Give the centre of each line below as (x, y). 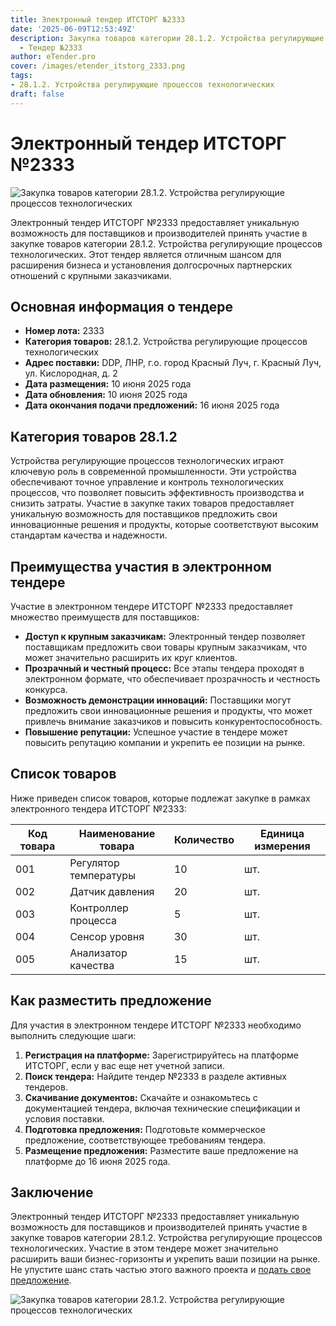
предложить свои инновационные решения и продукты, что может (168, 710)
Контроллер (99, 908)
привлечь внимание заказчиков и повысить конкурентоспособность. (173, 721)
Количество (204, 839)
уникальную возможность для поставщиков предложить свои (144, 514)
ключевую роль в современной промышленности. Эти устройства (153, 472)
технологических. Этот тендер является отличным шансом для (146, 254)
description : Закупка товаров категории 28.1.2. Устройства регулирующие (167, 38)
